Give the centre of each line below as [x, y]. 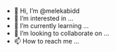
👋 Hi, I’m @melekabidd [47, 11]
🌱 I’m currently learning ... [51, 26]
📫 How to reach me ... [46, 41]
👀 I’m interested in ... [44, 18]
